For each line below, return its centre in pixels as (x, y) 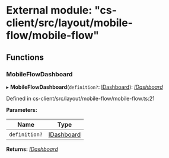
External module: (49, 10)
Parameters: (22, 109)
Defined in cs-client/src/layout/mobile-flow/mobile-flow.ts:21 (81, 98)
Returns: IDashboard (32, 149)
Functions (25, 57)
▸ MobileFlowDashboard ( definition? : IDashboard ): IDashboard (84, 87)
